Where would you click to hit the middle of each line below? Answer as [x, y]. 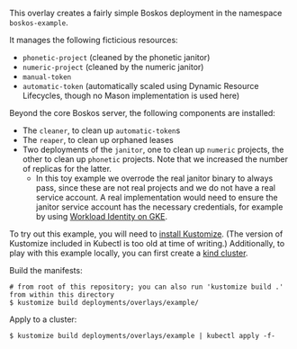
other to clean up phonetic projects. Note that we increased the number [155, 159]
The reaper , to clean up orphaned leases [98, 140]
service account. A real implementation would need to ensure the [157, 197]
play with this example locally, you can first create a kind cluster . [129, 253]
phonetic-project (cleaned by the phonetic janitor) [116, 57]
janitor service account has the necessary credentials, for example [159, 207]
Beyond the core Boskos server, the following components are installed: [143, 113]
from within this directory [62, 295]
